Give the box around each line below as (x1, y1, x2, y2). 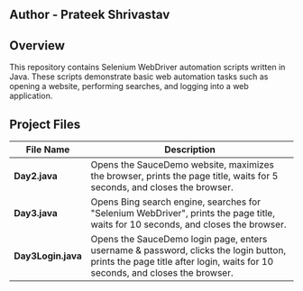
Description (163, 143, 216, 156)
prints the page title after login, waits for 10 (90, 256, 274, 268)
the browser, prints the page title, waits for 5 (90, 170, 279, 183)
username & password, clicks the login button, (90, 244, 287, 257)
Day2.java (14, 170, 58, 183)
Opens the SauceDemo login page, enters (90, 233, 268, 246)
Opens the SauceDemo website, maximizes (90, 159, 275, 171)
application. (9, 90, 53, 102)
